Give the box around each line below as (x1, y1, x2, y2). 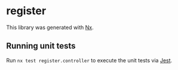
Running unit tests (6, 41, 76, 51)
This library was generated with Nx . (6, 24, 94, 31)
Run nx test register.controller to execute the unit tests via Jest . (6, 56, 173, 63)
